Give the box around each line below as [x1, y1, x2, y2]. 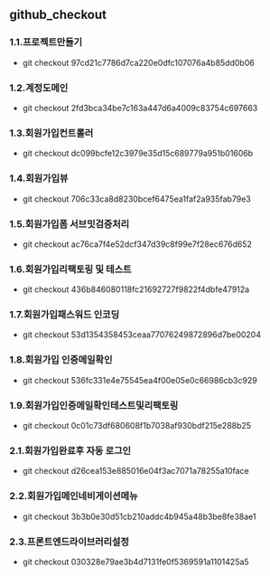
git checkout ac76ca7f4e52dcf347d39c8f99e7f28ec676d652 [22, 239, 253, 250]
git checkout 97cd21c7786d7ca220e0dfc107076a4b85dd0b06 [22, 57, 255, 68]
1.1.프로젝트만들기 [9, 36, 83, 49]
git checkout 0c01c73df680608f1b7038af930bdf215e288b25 [22, 420, 251, 431]
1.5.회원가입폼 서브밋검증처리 [9, 217, 130, 230]
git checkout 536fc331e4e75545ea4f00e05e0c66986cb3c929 [22, 374, 257, 385]
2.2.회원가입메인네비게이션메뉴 [9, 490, 138, 503]
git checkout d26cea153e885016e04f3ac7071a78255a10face [22, 466, 250, 477]
